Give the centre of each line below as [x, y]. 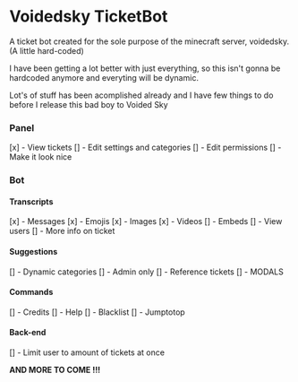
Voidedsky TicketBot [89, 17]
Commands [31, 292]
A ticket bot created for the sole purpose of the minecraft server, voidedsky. [149, 41]
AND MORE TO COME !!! [55, 369]
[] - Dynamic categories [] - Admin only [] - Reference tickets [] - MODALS [146, 272]
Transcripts [31, 201]
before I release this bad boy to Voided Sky [89, 104]
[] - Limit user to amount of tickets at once [87, 352]
